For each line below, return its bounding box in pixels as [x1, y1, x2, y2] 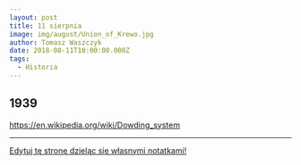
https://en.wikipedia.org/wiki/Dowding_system [9, 120, 181, 130]
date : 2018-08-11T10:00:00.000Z [9, 46, 130, 55]
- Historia [17, 63, 58, 72]
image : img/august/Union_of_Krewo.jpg [9, 29, 154, 38]
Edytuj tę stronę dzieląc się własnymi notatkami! [9, 144, 187, 156]
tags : [9, 54, 30, 63]
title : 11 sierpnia [9, 21, 82, 30]
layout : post [9, 12, 58, 22]
